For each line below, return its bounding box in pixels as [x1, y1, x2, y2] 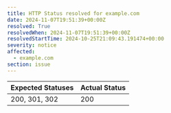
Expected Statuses [10, 83, 74, 92]
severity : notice [7, 42, 57, 49]
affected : [7, 49, 36, 55]
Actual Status [80, 83, 126, 92]
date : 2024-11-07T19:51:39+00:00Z [7, 16, 106, 23]
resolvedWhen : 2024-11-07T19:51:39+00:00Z [7, 29, 130, 36]
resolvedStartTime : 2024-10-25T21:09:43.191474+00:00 [7, 36, 165, 42]
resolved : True [7, 23, 51, 29]
